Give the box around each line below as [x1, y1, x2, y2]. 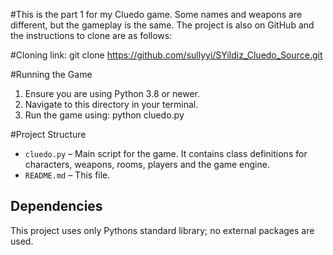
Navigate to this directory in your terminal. [24, 99, 199, 110]
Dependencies [10, 198, 103, 215]
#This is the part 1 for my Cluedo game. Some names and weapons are [10, 9, 303, 20]
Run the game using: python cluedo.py [24, 109, 185, 121]
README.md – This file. [24, 169, 111, 181]
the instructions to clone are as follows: [10, 30, 173, 41]
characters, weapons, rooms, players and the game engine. [24, 159, 270, 170]
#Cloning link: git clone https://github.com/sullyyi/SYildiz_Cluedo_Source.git [10, 49, 323, 61]
